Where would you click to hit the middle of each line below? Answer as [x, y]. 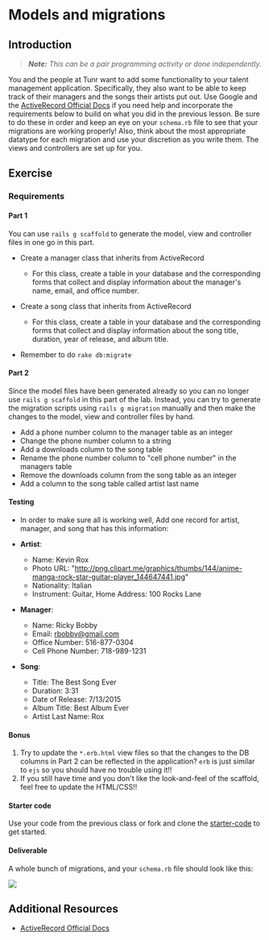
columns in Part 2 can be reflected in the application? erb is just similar [137, 761]
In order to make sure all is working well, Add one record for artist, [130, 520]
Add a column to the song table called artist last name [110, 483]
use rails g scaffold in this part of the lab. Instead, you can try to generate [134, 399]
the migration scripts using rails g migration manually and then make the [132, 408]
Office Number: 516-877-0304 [83, 642]
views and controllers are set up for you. [75, 148]
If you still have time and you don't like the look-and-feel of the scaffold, [139, 779]
